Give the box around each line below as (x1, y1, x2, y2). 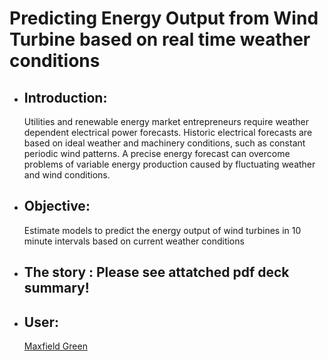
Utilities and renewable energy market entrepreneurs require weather (23, 116, 310, 127)
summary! (23, 280, 90, 297)
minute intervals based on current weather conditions (23, 235, 245, 247)
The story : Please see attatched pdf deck (23, 264, 290, 281)
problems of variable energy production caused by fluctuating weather (23, 158, 316, 170)
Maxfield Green (23, 340, 88, 352)
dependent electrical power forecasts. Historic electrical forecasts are (23, 127, 313, 138)
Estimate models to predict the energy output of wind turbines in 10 (23, 224, 302, 236)
